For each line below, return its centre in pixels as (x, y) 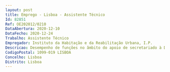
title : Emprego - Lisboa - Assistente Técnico (55, 15)
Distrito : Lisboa (24, 62)
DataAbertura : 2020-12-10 (32, 29)
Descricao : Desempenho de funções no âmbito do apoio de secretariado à (83, 48)
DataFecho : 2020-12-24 (29, 33)
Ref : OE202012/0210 (26, 24)
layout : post (19, 10)
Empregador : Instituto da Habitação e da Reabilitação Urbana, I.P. (79, 43)
